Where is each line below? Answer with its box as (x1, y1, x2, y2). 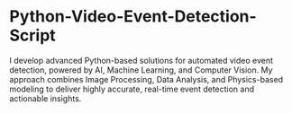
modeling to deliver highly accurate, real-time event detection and (9, 83, 255, 94)
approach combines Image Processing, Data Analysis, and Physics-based (9, 74, 284, 84)
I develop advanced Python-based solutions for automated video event (9, 55, 273, 65)
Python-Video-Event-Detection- (9, 6, 257, 27)
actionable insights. (9, 92, 82, 104)
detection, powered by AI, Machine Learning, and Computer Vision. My (9, 65, 273, 75)
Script (9, 25, 56, 46)
